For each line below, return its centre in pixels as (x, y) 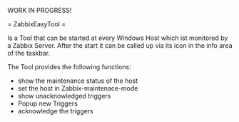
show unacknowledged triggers (64, 96)
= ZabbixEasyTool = (37, 24)
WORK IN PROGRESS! (40, 10)
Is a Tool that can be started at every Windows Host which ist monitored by (118, 38)
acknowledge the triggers (56, 111)
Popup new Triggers (48, 103)
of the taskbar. (29, 53)
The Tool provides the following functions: (70, 67)
